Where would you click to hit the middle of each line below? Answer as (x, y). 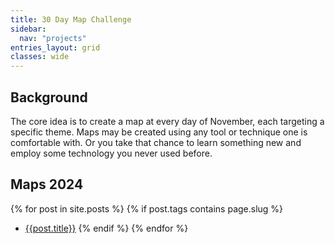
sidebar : (28, 29)
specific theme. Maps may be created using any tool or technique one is (159, 132)
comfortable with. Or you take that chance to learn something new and (156, 142)
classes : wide (40, 57)
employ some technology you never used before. (111, 153)
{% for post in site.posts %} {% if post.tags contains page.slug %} (147, 208)
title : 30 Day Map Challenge (71, 19)
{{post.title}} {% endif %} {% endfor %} (106, 228)
